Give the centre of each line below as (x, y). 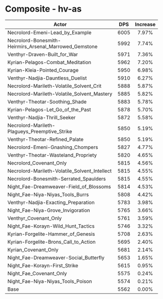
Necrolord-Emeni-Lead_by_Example (49, 33)
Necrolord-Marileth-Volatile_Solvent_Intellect (60, 171)
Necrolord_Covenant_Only (37, 163)
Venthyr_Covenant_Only (35, 218)
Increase (145, 24)
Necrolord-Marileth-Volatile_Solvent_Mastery (60, 94)
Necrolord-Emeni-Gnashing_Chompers (53, 147)
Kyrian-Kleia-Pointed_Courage (43, 70)
